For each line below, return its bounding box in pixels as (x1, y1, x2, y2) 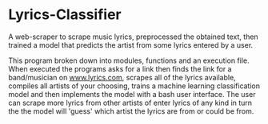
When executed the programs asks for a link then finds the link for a (8, 64, 232, 73)
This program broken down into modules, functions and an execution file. (8, 56, 250, 65)
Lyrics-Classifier (8, 6, 122, 24)
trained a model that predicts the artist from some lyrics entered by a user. (8, 40, 254, 49)
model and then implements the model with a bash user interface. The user (8, 89, 256, 99)
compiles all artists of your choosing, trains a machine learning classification (8, 81, 261, 91)
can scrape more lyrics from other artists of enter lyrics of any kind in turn (8, 98, 253, 107)
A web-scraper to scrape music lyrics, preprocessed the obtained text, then (8, 32, 258, 41)
